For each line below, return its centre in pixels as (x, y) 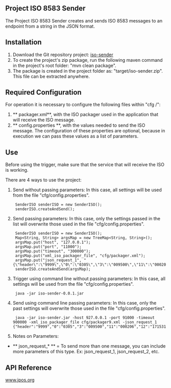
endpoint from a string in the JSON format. (50, 26)
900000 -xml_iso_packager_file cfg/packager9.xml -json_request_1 (85, 322)
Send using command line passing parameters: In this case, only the (84, 303)
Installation (23, 42)
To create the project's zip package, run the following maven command (88, 60)
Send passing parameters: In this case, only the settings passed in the (87, 219)
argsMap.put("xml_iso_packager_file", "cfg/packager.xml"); (80, 256)
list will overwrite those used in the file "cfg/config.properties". (78, 224)
